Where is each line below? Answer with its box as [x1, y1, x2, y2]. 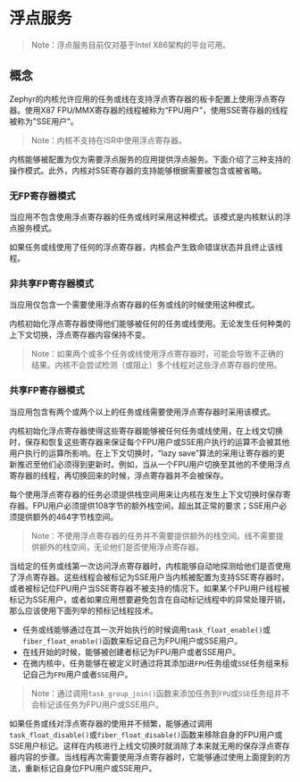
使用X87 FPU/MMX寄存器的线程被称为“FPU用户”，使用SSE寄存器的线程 [24, 105, 288, 115]
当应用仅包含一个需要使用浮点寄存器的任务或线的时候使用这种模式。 [9, 299, 260, 310]
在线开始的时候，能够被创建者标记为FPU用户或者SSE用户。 [21, 646, 241, 657]
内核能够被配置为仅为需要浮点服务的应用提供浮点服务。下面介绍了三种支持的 [9, 154, 291, 164]
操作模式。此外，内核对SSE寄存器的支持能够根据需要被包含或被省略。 [9, 164, 267, 175]
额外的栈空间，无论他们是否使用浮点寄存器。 [38, 542, 204, 552]
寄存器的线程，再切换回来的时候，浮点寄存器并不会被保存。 [9, 470, 229, 481]
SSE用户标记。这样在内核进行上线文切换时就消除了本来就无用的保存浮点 [9, 740, 275, 751]
